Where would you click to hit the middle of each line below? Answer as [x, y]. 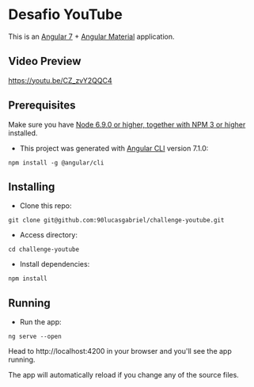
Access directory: [48, 235]
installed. [23, 133]
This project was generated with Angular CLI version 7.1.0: [114, 148]
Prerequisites [42, 106]
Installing [32, 186]
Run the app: [40, 322]
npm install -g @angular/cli [56, 163]
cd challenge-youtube [44, 250]
